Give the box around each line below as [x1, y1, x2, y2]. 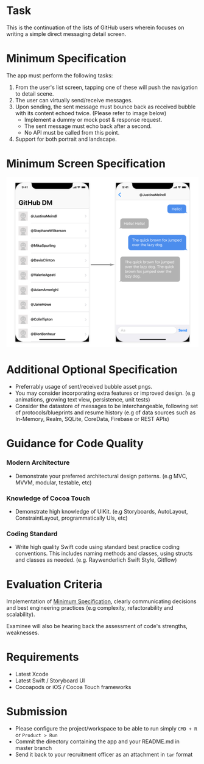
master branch [15, 745, 52, 752]
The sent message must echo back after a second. [24, 122, 152, 130]
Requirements [6, 650, 79, 664]
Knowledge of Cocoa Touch [6, 494, 90, 503]
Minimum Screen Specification [6, 157, 166, 171]
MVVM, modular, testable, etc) [15, 479, 92, 486]
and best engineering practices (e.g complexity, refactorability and [6, 604, 174, 612]
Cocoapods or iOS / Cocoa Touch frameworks [15, 684, 132, 691]
